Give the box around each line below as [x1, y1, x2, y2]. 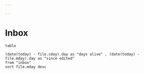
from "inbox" [5, 60, 32, 65]
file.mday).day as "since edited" [5, 56, 75, 61]
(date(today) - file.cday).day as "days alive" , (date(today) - [5, 51, 140, 57]
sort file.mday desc [5, 64, 47, 69]
